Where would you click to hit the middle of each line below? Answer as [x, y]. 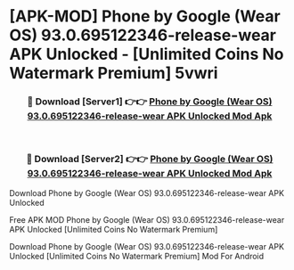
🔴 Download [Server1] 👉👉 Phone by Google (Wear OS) [150, 102]
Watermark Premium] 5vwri [114, 74]
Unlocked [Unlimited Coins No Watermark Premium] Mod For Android [137, 256]
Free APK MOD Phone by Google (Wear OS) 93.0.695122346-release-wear [147, 219]
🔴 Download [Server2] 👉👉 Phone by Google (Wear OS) [150, 160]
